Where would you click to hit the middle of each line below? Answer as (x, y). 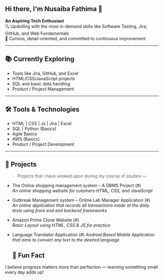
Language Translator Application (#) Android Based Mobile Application (83, 235)
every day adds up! (24, 272)
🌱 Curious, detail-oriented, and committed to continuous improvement (75, 38)
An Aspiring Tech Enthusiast (35, 21)
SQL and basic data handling (41, 84)
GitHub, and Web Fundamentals (37, 33)
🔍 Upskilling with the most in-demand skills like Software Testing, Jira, (76, 26)
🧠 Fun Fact (28, 255)
